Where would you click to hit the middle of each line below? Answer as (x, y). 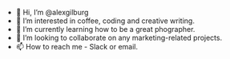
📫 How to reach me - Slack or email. (77, 47)
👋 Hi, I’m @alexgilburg (52, 12)
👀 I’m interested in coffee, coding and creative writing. (105, 21)
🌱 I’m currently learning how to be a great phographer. (105, 29)
